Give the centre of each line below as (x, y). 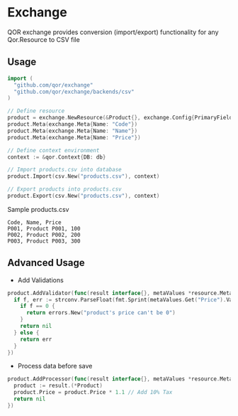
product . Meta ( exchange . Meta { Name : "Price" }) (74, 137)
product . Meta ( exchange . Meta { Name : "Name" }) (73, 131)
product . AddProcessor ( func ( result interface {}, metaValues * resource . (114, 379)
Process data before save (55, 366)
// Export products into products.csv (64, 189)
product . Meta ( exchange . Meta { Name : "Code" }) (73, 124)
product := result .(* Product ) (58, 386)
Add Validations (40, 280)
